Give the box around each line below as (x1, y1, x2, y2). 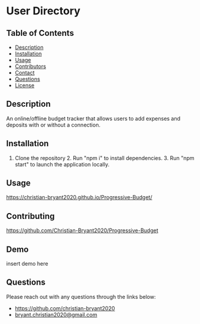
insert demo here (6, 260, 49, 267)
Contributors (14, 63, 47, 70)
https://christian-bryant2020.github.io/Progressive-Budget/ (6, 194, 152, 201)
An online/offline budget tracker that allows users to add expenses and (6, 115, 181, 122)
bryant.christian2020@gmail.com (14, 311, 97, 318)
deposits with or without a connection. (6, 121, 100, 128)
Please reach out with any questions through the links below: (6, 293, 156, 300)
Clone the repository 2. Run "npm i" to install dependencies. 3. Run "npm (14, 154, 195, 162)
